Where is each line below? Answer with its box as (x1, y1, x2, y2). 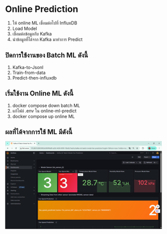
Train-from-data (12, 70, 46, 76)
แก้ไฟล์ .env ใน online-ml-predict (12, 108, 77, 114)
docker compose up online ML (12, 113, 75, 119)
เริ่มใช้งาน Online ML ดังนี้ (5, 89, 74, 98)
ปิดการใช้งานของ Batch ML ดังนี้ (5, 51, 88, 60)
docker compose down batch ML (12, 102, 81, 108)
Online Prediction (5, 3, 79, 15)
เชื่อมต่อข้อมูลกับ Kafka (12, 31, 52, 37)
